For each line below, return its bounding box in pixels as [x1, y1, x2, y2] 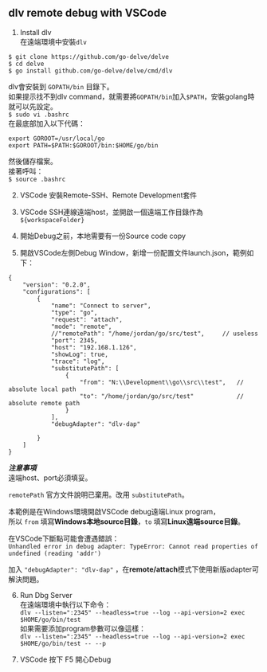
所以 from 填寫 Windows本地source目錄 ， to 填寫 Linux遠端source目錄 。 [8, 517, 245, 526]
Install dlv [19, 27, 52, 37]
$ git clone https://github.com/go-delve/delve [8, 53, 170, 61]
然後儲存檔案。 [8, 156, 57, 166]
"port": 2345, [50, 336, 98, 345]
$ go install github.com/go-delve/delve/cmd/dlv [8, 67, 173, 75]
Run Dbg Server [19, 590, 73, 600]
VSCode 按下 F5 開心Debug [19, 654, 112, 664]
